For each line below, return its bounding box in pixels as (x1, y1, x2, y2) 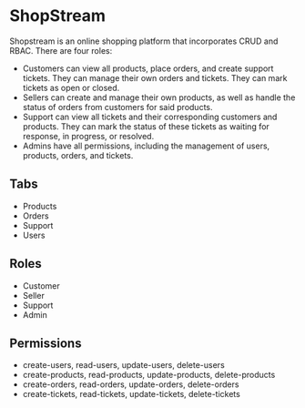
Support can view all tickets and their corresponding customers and (22, 111, 278, 122)
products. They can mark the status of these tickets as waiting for (22, 120, 270, 132)
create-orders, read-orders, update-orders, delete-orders (22, 379, 239, 390)
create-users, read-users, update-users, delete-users (22, 360, 225, 371)
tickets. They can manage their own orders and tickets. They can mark (22, 72, 288, 83)
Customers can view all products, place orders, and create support (22, 63, 274, 74)
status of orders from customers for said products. (22, 101, 213, 112)
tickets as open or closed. (22, 82, 120, 93)
